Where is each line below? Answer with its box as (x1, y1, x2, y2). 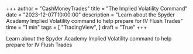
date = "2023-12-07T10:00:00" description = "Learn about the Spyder (6, 11, 175, 18)
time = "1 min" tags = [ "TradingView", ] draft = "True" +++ (6, 23, 147, 31)
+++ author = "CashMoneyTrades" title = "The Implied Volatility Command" (6, 5, 188, 12)
